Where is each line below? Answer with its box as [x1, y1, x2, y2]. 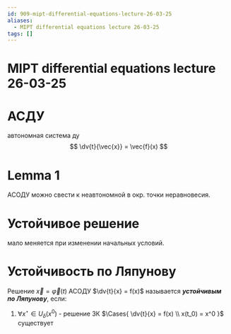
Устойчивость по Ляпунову [7, 263, 177, 280]
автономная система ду [7, 132, 80, 140]
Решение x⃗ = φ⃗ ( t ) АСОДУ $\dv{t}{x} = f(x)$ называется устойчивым [7, 287, 222, 296]
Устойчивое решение [7, 215, 140, 231]
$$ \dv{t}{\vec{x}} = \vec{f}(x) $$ [69, 142, 168, 151]
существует [17, 318, 54, 327]
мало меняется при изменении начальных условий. [7, 238, 165, 248]
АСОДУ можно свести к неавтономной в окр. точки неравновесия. [7, 190, 211, 199]
